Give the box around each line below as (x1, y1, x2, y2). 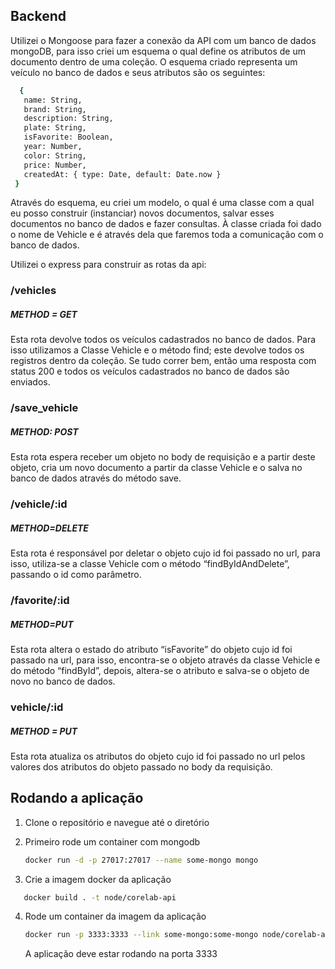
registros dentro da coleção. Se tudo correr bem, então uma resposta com (10, 355, 317, 367)
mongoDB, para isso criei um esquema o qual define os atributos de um (10, 45, 306, 57)
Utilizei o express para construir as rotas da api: (10, 259, 207, 271)
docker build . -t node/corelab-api (23, 892, 177, 903)
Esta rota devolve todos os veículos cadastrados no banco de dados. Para (10, 334, 317, 346)
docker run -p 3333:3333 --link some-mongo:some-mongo (24, 930, 259, 940)
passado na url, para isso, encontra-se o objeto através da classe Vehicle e (10, 654, 321, 666)
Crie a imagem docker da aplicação (24, 873, 172, 885)
